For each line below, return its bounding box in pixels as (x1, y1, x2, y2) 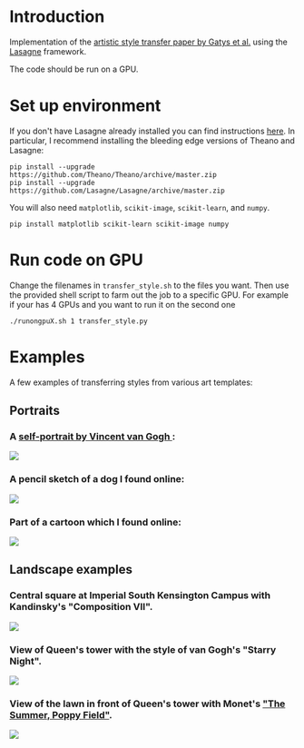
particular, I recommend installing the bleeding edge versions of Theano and (9, 134, 295, 146)
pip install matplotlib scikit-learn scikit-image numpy (9, 220, 230, 229)
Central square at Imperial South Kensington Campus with (9, 589, 270, 602)
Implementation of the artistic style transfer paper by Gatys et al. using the (9, 36, 288, 47)
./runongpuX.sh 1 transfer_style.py (9, 316, 148, 326)
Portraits (9, 403, 61, 418)
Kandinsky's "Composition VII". (9, 601, 153, 614)
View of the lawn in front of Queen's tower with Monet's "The (9, 697, 286, 710)
